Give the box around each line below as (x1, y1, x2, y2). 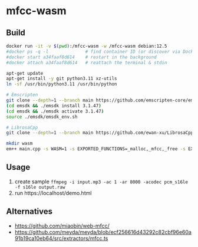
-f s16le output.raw (14, 184, 65, 190)
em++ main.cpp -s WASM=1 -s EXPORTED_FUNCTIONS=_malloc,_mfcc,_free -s (6, 146, 186, 152)
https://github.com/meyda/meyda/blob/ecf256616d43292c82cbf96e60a (14, 228, 192, 235)
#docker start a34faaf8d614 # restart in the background (6, 54, 157, 60)
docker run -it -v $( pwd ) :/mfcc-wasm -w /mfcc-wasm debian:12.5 (6, 43, 167, 49)
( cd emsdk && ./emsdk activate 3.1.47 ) (6, 108, 104, 114)
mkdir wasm (6, 140, 33, 147)
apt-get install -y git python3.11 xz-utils (6, 75, 117, 82)
